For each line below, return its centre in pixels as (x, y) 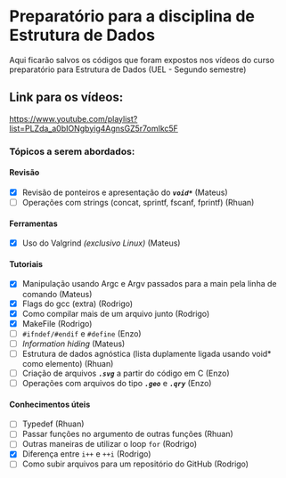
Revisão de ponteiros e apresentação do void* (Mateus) (125, 192)
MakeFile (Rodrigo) (57, 323)
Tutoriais (26, 263)
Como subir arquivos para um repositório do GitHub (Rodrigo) (135, 464)
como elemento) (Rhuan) (68, 363)
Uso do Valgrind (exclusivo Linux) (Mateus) (101, 243)
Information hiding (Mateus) (74, 344)
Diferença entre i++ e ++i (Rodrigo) (86, 454)
